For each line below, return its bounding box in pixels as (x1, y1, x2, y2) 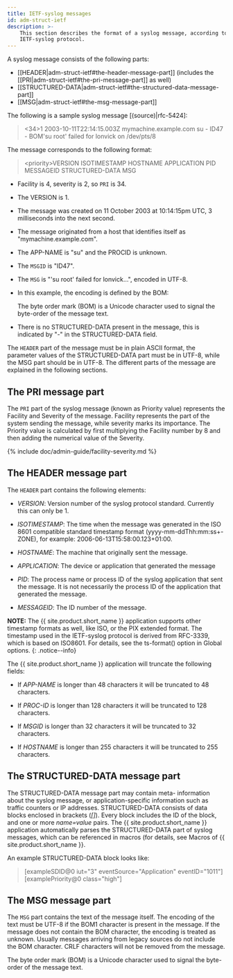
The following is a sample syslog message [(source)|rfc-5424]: (7, 112, 188, 120)
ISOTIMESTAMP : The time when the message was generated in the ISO (17, 520, 222, 528)
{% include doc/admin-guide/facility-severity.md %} (7, 447, 157, 455)
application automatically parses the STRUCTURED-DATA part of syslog (7, 825, 213, 834)
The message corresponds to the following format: (7, 146, 153, 154)
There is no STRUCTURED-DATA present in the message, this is (17, 323, 200, 332)
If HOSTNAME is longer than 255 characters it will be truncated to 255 (17, 743, 218, 751)
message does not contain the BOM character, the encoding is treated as (7, 927, 216, 936)
